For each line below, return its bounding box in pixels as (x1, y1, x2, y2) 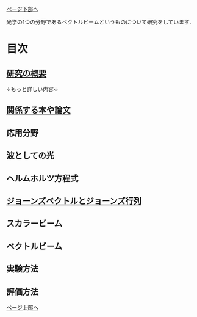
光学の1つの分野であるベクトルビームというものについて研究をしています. (6, 18, 192, 26)
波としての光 (6, 150, 55, 161)
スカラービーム (6, 219, 63, 229)
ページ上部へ (6, 304, 38, 311)
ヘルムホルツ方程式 (6, 173, 79, 183)
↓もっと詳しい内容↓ (6, 86, 59, 93)
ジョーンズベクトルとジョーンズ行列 (6, 195, 142, 206)
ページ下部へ (6, 5, 38, 12)
